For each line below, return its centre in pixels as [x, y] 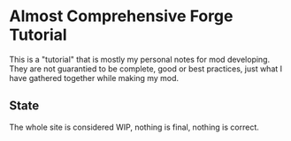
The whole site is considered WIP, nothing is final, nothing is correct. [134, 127]
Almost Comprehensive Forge [121, 16]
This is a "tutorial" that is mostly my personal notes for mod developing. [140, 59]
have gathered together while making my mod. [94, 78]
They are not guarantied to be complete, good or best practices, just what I [146, 69]
